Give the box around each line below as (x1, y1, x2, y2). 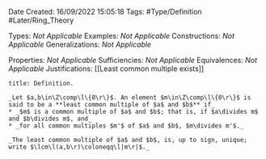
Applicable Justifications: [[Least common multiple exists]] (8, 64, 205, 73)
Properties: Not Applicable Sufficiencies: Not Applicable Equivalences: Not (8, 56, 257, 65)
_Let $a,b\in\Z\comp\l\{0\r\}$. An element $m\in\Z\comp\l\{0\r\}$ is (8, 94, 251, 102)
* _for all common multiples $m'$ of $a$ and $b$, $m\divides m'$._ (8, 122, 244, 130)
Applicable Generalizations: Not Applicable (8, 40, 152, 49)
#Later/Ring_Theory (8, 15, 74, 25)
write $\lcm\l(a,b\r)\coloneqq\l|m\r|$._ (8, 143, 150, 151)
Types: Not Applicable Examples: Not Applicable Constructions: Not (8, 31, 235, 40)
